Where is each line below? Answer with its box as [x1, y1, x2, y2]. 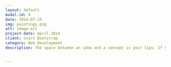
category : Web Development [5, 41, 63, 46]
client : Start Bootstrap [5, 36, 58, 41]
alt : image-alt [5, 26, 38, 31]
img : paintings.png [5, 21, 47, 27]
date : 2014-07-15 [5, 17, 42, 22]
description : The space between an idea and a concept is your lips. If [5, 45, 163, 50]
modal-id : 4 [5, 12, 31, 17]
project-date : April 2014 [5, 31, 60, 36]
